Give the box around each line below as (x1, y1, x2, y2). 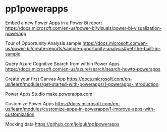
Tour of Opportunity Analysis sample (5, 40, 82, 46)
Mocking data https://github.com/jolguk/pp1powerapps (5, 121, 120, 127)
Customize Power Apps (5, 100, 54, 106)
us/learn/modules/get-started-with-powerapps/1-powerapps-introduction (5, 81, 159, 87)
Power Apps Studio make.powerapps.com (5, 91, 92, 97)
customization (5, 111, 35, 117)
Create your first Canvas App (5, 76, 66, 82)
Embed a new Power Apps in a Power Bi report (5, 20, 102, 26)
